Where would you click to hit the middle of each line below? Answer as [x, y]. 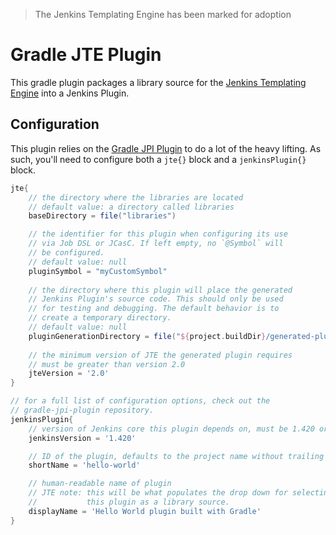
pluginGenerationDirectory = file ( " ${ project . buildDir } [147, 336]
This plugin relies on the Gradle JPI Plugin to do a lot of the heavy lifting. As [166, 148]
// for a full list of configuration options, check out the [140, 401]
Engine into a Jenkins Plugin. [70, 93]
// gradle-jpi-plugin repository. [82, 410]
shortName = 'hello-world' [84, 465]
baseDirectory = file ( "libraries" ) [102, 216]
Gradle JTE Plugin [86, 55]
